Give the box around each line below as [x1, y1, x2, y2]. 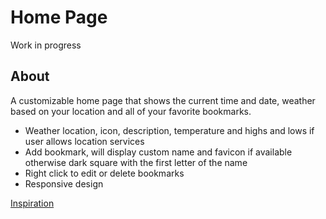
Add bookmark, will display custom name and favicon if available [24, 146, 293, 158]
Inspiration [10, 197, 55, 209]
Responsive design [24, 177, 104, 190]
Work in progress [10, 39, 82, 51]
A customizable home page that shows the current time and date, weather [10, 94, 316, 106]
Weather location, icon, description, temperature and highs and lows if [24, 124, 315, 136]
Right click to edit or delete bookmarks [24, 167, 185, 179]
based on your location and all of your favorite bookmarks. [10, 105, 252, 117]
